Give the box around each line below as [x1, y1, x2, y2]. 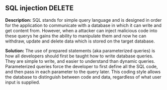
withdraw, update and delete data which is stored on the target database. [5, 38, 155, 44]
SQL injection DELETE [5, 4, 74, 12]
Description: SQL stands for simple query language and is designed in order [5, 17, 162, 23]
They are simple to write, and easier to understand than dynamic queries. [5, 58, 156, 64]
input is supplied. [5, 79, 41, 85]
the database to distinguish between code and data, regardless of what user [5, 74, 162, 80]
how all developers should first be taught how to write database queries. [5, 53, 154, 59]
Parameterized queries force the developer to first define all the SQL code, [5, 63, 158, 69]
